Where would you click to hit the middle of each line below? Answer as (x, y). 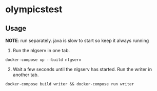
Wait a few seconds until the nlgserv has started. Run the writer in (82, 69)
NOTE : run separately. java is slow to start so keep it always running (77, 40)
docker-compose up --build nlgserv (43, 60)
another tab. (26, 75)
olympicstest (34, 9)
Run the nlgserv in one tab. (41, 50)
